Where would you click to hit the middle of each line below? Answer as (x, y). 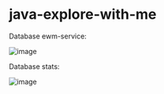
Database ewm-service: (48, 36)
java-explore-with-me (83, 14)
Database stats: (34, 66)
